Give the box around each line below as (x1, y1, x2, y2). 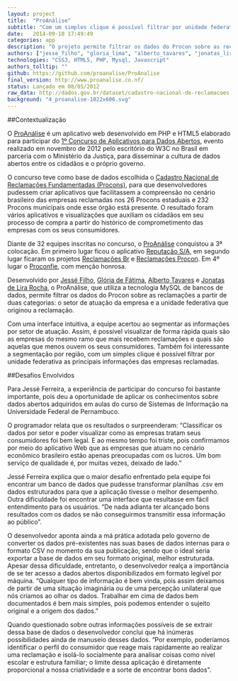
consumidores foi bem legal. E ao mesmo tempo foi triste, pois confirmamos (7, 437, 230, 444)
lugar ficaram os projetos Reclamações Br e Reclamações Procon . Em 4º (7, 254, 220, 263)
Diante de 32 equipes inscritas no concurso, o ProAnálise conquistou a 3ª (7, 240, 223, 248)
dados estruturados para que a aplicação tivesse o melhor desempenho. (7, 488, 220, 496)
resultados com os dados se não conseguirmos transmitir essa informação (7, 510, 225, 518)
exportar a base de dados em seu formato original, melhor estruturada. (7, 554, 215, 562)
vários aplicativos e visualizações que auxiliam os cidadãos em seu (7, 210, 204, 219)
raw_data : (7, 89, 37, 96)
